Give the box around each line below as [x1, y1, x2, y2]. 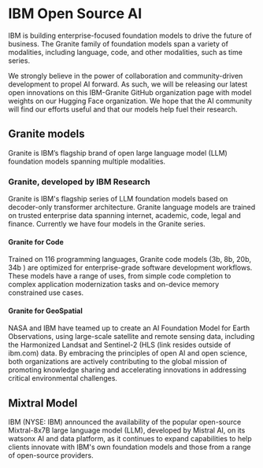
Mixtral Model [8, 396, 78, 410]
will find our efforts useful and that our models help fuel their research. [8, 104, 238, 114]
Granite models [8, 127, 85, 141]
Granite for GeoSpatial [8, 306, 83, 315]
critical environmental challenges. [8, 374, 118, 383]
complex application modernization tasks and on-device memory [8, 280, 220, 289]
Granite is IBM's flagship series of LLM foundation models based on [8, 194, 228, 204]
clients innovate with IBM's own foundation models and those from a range [8, 442, 251, 452]
